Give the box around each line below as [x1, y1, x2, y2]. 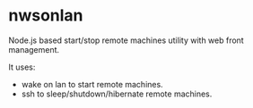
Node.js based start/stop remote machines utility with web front [8, 35, 244, 46]
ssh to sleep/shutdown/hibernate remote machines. [21, 88, 213, 99]
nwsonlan [8, 5, 83, 26]
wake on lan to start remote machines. [21, 79, 163, 89]
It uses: [8, 62, 36, 72]
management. [8, 44, 60, 54]
